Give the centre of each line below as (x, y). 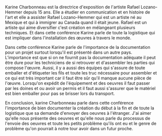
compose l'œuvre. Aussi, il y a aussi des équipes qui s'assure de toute (75, 68)
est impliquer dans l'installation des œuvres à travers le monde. (68, 38)
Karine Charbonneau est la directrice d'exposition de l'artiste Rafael (73, 7)
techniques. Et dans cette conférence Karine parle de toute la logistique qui (80, 33)
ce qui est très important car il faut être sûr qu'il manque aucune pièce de (78, 78)
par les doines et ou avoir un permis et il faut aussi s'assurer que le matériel (80, 88)
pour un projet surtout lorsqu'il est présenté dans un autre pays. (69, 52)
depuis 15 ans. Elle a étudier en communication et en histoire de (87, 12)
